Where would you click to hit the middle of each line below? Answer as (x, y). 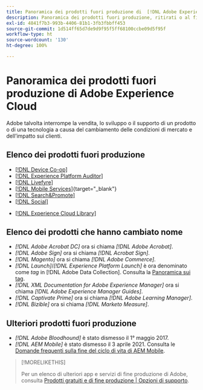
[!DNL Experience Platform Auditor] (59, 176)
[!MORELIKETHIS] (43, 362)
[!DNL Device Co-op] (41, 169)
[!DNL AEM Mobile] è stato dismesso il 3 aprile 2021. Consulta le (95, 344)
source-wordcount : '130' (37, 40)
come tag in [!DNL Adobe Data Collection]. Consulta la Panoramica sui (103, 272)
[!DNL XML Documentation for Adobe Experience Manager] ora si (97, 285)
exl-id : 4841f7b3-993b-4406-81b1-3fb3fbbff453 (66, 23)
